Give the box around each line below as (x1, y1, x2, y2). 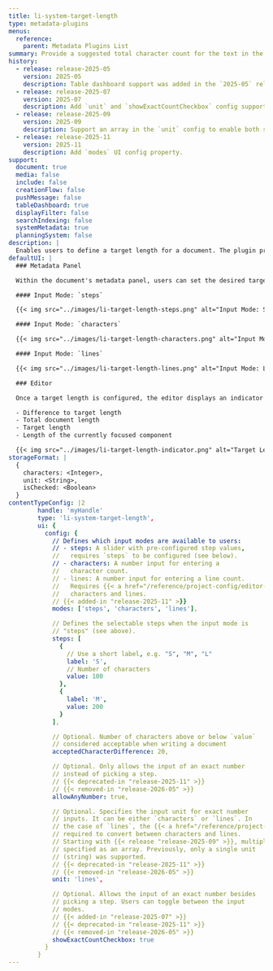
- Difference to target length (15, 409, 122, 417)
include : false (15, 178, 67, 187)
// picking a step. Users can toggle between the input (51, 898, 245, 906)
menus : (8, 27, 31, 35)
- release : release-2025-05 (15, 65, 111, 73)
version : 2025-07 (23, 95, 82, 103)
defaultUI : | (8, 254, 53, 262)
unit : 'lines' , (51, 876, 104, 884)
